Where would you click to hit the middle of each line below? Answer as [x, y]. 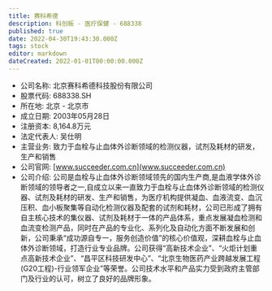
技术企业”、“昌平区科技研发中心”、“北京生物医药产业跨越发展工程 [151, 258]
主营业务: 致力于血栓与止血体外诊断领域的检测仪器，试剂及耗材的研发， [140, 146]
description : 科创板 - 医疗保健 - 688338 [75, 24]
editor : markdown [38, 54]
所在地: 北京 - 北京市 [54, 106]
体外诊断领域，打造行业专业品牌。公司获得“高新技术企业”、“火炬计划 [135, 248]
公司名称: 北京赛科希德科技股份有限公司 [86, 85]
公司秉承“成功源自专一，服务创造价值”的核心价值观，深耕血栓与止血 [148, 237]
